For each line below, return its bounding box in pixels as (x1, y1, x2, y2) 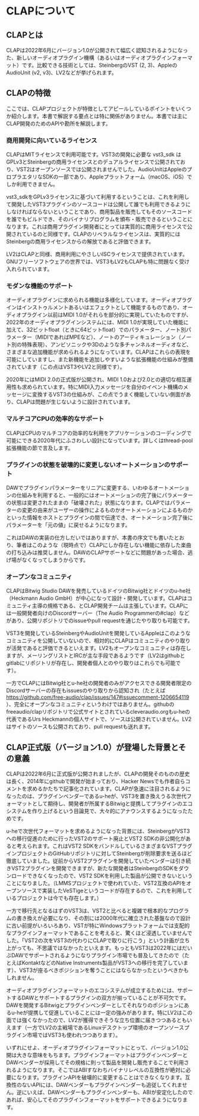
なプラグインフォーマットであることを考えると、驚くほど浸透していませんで (6, 930, 192, 937)
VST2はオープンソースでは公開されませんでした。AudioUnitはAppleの (16, 166, 187, 173)
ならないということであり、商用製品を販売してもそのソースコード (31, 208, 192, 215)
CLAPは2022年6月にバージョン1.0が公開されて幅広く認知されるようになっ (6, 47, 188, 54)
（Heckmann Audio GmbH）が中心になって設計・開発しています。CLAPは (6, 595, 187, 602)
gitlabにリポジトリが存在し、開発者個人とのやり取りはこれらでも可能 (6, 659, 176, 667)
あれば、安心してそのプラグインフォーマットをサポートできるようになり (6, 1096, 183, 1104)
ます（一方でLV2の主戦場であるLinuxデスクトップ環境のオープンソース (11, 1024, 184, 1031)
